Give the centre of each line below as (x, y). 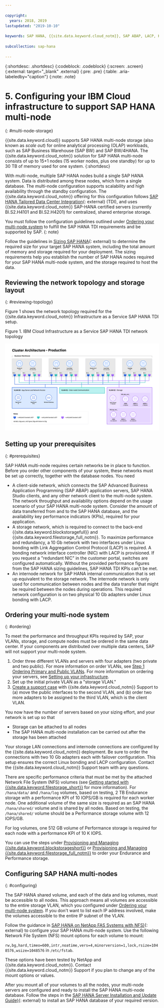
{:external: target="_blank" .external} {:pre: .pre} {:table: (61, 71)
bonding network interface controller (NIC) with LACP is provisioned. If (83, 553)
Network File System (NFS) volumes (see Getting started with (67, 782)
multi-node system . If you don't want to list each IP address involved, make (81, 911)
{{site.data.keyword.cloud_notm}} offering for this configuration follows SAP (82, 196)
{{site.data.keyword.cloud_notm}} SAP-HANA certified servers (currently (78, 207)
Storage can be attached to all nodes (49, 727)
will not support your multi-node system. (46, 652)
